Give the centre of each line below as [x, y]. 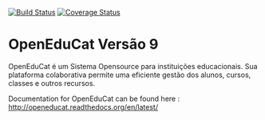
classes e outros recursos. [52, 83]
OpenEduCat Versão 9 [83, 45]
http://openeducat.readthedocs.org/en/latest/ [83, 106]
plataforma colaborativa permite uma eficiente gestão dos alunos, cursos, [130, 75]
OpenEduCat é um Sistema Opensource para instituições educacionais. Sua [133, 66]
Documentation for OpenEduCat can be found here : [94, 99]
